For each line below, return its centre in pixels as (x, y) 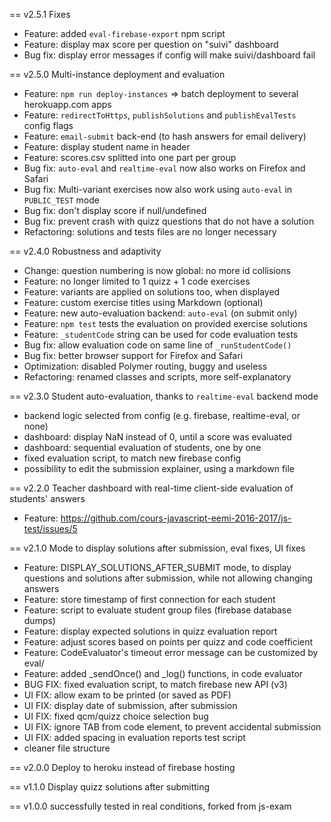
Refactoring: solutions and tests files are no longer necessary (150, 232)
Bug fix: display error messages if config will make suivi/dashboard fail (169, 55)
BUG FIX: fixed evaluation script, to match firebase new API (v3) (155, 684)
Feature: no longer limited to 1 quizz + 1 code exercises (137, 281)
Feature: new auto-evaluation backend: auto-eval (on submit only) (160, 313)
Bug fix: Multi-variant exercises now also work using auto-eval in (158, 189)
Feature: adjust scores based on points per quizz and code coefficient (168, 642)
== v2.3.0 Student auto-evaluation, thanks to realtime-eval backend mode (164, 396)
